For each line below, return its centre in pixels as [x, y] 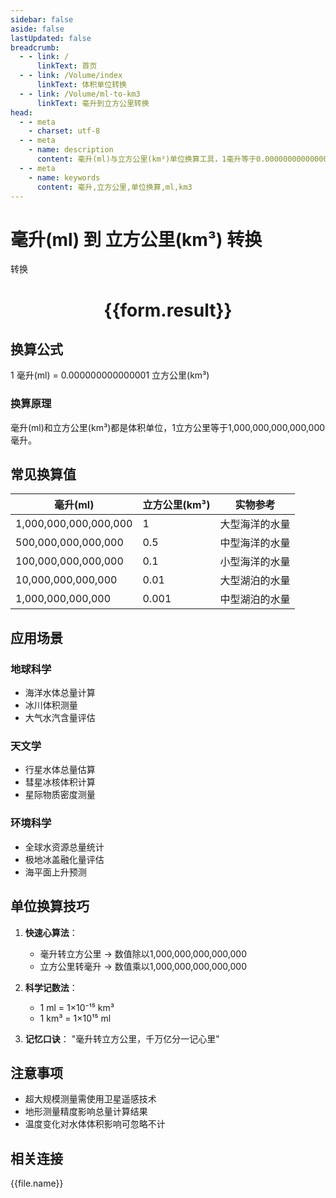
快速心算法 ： [51, 932]
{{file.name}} [37, 1183]
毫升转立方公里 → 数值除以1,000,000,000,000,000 [143, 953]
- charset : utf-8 [64, 131]
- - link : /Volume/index [71, 76]
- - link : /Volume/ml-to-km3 [80, 94]
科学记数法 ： [51, 987]
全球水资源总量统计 [64, 847]
